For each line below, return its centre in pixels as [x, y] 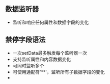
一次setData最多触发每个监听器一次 [50, 53]
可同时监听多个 [28, 65]
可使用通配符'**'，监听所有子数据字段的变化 [59, 72]
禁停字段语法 [25, 40]
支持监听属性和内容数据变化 [42, 59]
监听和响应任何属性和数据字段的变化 [51, 22]
